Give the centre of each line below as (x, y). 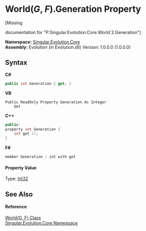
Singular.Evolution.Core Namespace (42, 223)
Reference (16, 207)
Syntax (16, 63)
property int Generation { (33, 129)
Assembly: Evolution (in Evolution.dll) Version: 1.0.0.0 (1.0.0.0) (68, 47)
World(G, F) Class (23, 218)
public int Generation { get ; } (38, 83)
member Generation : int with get (41, 157)
